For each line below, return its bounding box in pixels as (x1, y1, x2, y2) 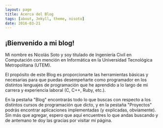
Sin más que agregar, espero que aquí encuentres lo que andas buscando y (5, 112, 159, 118)
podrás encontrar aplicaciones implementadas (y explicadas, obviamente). (5, 107, 156, 113)
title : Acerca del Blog (5, 12, 54, 17)
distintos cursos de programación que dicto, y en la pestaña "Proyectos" (5, 102, 152, 108)
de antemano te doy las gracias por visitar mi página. (5, 118, 112, 124)
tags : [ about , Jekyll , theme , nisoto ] (5, 16, 84, 21)
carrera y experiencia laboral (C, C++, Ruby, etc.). (5, 87, 106, 93)
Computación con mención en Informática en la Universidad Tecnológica (5, 57, 153, 63)
